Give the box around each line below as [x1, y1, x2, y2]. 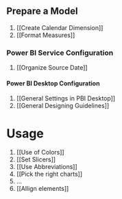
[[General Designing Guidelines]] [16, 102, 110, 110]
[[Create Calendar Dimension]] [16, 23, 103, 31]
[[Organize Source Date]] [16, 64, 88, 72]
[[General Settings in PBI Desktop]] [16, 94, 116, 103]
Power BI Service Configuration [6, 48, 114, 57]
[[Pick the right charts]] [16, 170, 83, 178]
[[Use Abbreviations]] [16, 163, 78, 171]
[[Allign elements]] [16, 185, 69, 193]
